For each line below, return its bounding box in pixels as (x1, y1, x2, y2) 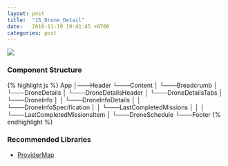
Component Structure (7, 65, 82, 75)
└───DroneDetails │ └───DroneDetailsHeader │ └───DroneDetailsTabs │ (7, 88, 223, 97)
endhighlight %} (7, 118, 53, 126)
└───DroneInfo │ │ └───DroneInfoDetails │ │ (7, 95, 142, 104)
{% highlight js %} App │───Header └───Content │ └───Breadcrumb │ (7, 81, 218, 89)
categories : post (7, 29, 57, 37)
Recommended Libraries (7, 135, 91, 145)
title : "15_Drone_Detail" (7, 17, 85, 24)
